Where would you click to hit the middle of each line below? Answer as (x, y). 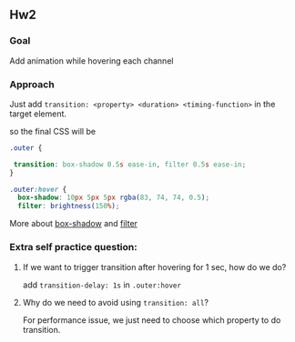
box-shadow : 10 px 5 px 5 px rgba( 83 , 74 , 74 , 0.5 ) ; (114, 198)
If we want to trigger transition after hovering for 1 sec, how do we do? (154, 267)
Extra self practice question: (74, 247)
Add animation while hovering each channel (92, 60)
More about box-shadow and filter (74, 224)
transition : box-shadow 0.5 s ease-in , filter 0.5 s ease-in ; (130, 164)
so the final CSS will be (53, 131)
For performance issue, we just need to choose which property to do (152, 320)
